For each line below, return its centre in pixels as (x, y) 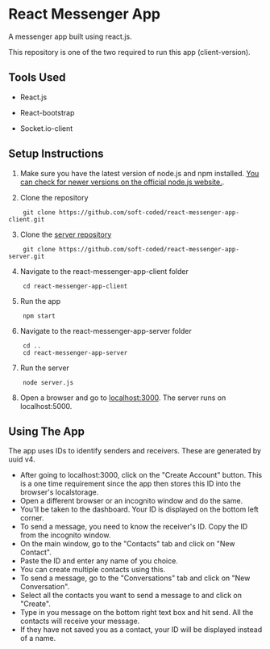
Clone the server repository (66, 234)
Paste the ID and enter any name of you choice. (99, 561)
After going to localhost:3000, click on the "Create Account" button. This (141, 475)
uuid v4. (22, 459)
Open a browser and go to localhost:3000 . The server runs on (123, 398)
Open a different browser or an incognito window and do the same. (131, 501)
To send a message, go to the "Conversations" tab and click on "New (135, 578)
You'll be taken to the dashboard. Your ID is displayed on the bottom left (139, 509)
